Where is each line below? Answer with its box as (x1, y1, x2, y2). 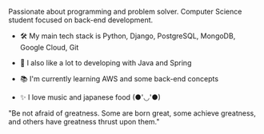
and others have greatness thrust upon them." (8, 117, 160, 126)
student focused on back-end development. (8, 15, 154, 25)
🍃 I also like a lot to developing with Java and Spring (19, 58, 192, 67)
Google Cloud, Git (19, 43, 79, 52)
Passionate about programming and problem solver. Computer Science (8, 7, 242, 16)
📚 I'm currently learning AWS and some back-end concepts (19, 74, 218, 83)
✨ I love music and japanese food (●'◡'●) (19, 93, 162, 102)
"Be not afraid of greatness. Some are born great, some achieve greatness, (8, 108, 256, 118)
